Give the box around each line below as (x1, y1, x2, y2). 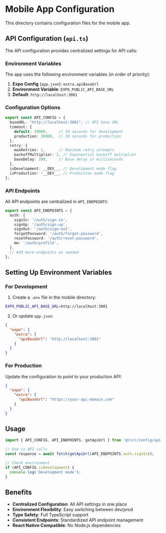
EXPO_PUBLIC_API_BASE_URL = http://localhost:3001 (5, 304, 108, 309)
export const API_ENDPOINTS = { (5, 208, 72, 213)
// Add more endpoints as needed (9, 250, 79, 255)
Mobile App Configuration (5, 3, 115, 15)
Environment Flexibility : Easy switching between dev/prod (12, 507, 133, 513)
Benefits (5, 488, 32, 496)
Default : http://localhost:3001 (12, 92, 78, 98)
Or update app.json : (12, 313, 54, 319)
